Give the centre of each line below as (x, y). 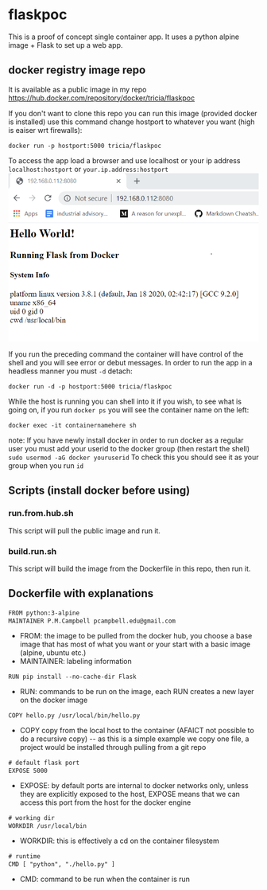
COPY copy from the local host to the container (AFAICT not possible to (137, 730)
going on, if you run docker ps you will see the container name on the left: (129, 410)
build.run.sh (33, 551)
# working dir (32, 818)
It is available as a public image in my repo (77, 89)
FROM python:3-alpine (44, 613)
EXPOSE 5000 (28, 771)
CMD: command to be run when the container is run (105, 879)
